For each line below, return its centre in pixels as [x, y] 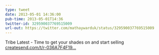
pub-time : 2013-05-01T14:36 [34, 19]
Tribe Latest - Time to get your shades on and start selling [65, 42]
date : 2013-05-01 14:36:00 [33, 14]
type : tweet [17, 10]
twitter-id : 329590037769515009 [39, 24]
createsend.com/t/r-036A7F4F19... [41, 48]
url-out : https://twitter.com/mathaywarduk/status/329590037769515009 [80, 28]
